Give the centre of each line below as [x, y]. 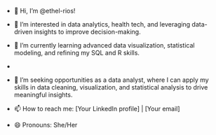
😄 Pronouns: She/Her [46, 125]
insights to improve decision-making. [88, 32]
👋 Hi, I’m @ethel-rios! [45, 11]
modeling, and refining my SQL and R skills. [77, 53]
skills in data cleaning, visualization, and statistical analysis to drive [111, 87]
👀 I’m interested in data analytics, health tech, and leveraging [102, 24]
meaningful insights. [43, 95]
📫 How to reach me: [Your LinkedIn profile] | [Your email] [97, 109]
